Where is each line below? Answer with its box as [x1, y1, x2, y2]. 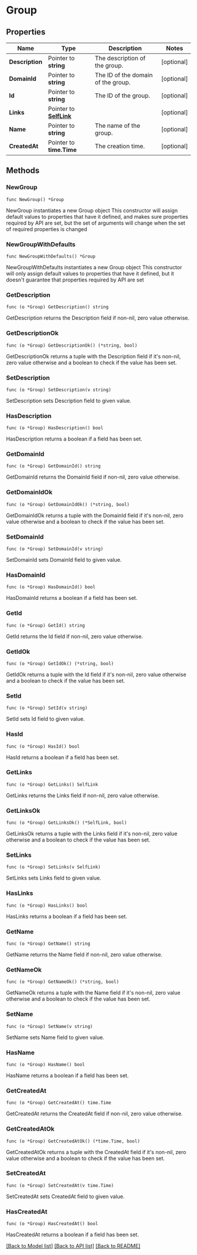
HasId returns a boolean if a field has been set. [6, 754, 119, 761]
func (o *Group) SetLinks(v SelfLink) [6, 864, 101, 870]
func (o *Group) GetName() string [6, 941, 91, 947]
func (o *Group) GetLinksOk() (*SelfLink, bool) [6, 820, 127, 826]
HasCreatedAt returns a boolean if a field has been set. [6, 1231, 139, 1238]
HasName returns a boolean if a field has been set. [6, 1071, 129, 1079]
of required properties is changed [6, 225, 87, 232]
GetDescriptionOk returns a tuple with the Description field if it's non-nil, [6, 352, 181, 359]
